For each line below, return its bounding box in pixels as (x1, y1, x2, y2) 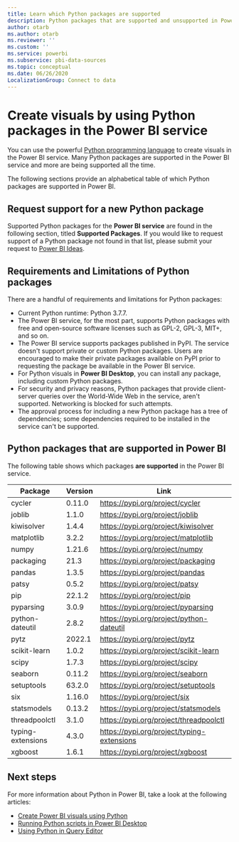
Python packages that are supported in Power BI (7, 442, 226, 455)
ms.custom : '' (7, 43, 50, 50)
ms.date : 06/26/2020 (7, 70, 69, 77)
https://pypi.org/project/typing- (100, 726, 206, 736)
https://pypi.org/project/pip (100, 590, 191, 600)
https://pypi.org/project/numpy (100, 544, 203, 554)
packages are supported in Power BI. (7, 182, 116, 191)
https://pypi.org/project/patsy (100, 579, 199, 589)
